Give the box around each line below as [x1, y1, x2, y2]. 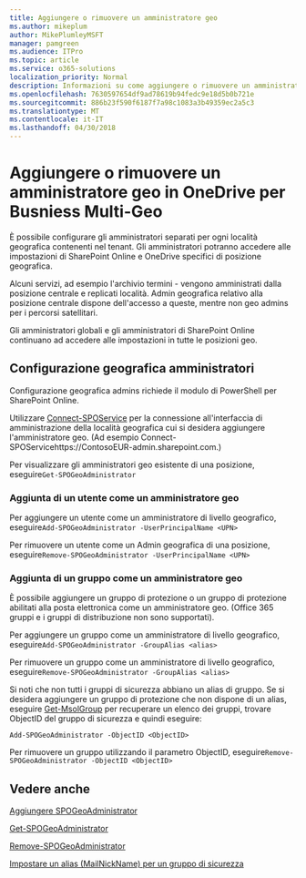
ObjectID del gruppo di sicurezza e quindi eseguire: [9, 713, 202, 724]
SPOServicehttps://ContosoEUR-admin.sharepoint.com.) [9, 441, 222, 452]
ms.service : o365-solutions [9, 65, 117, 74]
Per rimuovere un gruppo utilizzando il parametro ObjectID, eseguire [9, 747, 266, 758]
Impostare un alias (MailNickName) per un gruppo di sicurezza [9, 858, 244, 870]
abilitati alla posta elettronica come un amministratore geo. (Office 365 [9, 602, 274, 613]
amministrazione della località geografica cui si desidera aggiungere [9, 422, 266, 433]
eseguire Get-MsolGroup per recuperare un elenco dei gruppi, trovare [9, 703, 271, 715]
